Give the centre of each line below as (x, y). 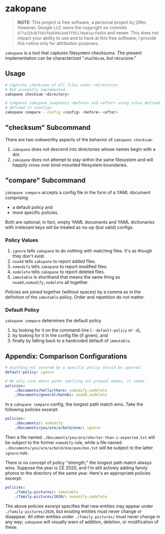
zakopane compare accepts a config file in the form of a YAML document (78, 192)
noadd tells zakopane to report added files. (54, 261)
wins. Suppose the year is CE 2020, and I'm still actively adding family (77, 468)
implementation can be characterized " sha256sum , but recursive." (71, 58)
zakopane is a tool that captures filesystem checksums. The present (74, 53)
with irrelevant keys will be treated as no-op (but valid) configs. (70, 227)
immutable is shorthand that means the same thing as (66, 277)
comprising (17, 198)
